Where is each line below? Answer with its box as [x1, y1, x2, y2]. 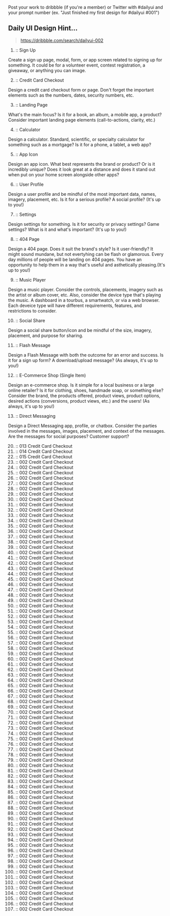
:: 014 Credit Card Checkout [15, 448, 73, 454]
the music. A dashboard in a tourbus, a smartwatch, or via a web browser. [8, 297, 160, 303]
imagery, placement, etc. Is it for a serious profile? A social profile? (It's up [8, 196, 161, 202]
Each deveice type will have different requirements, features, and [8, 302, 142, 309]
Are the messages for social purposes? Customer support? [8, 433, 129, 439]
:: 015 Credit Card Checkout [15, 453, 73, 460]
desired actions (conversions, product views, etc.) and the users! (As [8, 398, 150, 404]
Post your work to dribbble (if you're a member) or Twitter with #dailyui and [8, 5, 164, 10]
